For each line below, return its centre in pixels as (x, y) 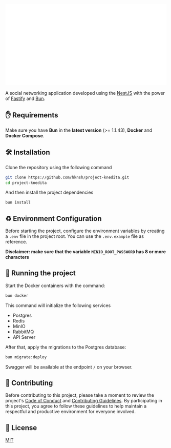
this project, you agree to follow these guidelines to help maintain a (76, 406)
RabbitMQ (23, 332)
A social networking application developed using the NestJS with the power (85, 93)
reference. (16, 242)
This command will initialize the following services (58, 305)
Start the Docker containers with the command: (55, 286)
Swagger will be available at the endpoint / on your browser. (69, 367)
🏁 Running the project (40, 273)
